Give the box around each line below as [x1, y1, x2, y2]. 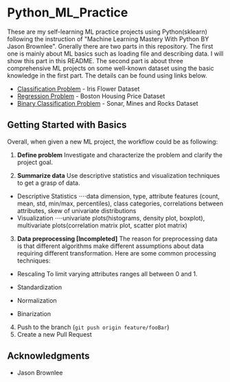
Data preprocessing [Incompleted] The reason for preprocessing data [16, 234, 218, 243]
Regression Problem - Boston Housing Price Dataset [16, 91, 165, 100]
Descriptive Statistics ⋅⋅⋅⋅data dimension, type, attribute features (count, [16, 192, 220, 200]
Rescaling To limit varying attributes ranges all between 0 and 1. [16, 269, 198, 278]
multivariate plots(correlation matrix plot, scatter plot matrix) [16, 221, 187, 229]
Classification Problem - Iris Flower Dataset [16, 85, 140, 93]
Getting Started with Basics [7, 119, 127, 131]
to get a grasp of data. [16, 179, 80, 187]
